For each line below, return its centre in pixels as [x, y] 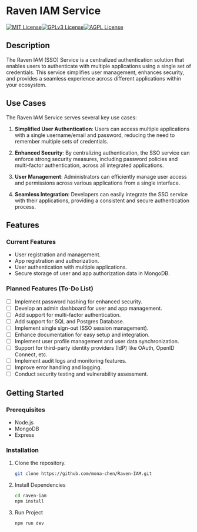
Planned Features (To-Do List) [50, 289]
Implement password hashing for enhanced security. [79, 302]
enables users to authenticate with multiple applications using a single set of [98, 66]
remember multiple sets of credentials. [61, 141]
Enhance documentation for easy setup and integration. [82, 334]
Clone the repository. [40, 463]
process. [25, 206]
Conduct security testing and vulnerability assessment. [81, 374]
